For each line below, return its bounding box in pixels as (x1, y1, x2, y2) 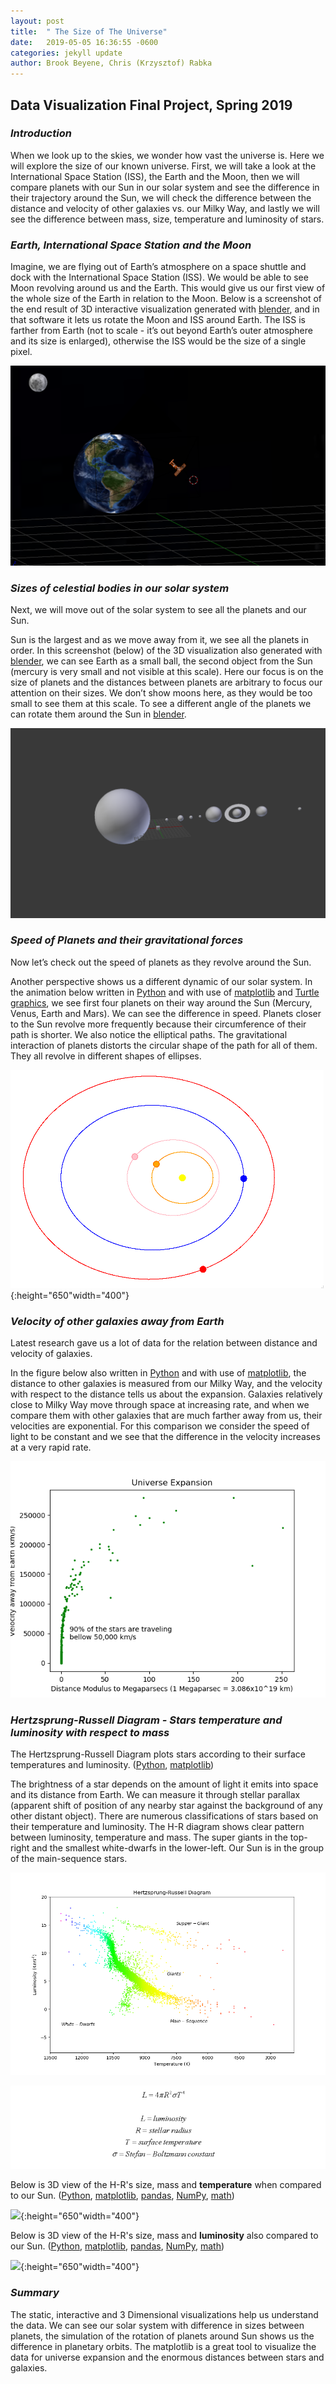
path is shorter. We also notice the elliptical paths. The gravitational (10, 1028, 288, 1040)
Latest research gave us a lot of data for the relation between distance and (10, 1337, 318, 1349)
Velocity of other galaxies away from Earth (10, 1314, 225, 1328)
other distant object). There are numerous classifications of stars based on (10, 1810, 319, 1822)
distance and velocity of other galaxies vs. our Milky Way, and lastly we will (10, 202, 320, 214)
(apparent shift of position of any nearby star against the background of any (10, 1800, 323, 1812)
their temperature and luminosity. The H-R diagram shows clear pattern (10, 1821, 305, 1833)
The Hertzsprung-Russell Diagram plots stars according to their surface (10, 1748, 307, 1760)
